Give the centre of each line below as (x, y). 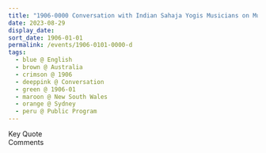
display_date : (32, 30)
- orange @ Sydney (46, 104)
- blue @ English (44, 60)
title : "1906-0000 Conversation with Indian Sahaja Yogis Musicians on (129, 15)
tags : (17, 52)
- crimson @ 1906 (44, 75)
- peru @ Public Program (56, 112)
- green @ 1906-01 (46, 89)
